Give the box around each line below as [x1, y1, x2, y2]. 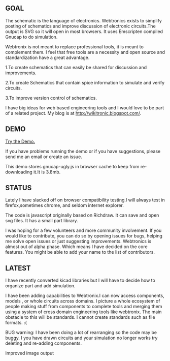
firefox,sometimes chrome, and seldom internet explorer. [5, 202, 124, 208]
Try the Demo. [5, 138, 36, 144]
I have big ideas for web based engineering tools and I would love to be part [5, 104, 164, 111]
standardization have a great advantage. [5, 54, 90, 61]
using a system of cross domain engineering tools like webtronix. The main [5, 309, 162, 315]
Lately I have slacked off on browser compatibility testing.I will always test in [5, 197, 165, 203]
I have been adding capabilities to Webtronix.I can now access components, [5, 292, 164, 299]
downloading [5, 169, 33, 175]
